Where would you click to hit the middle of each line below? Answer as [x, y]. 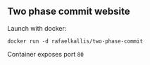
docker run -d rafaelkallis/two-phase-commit [75, 41]
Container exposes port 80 [46, 54]
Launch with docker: [37, 28]
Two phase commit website [69, 12]
